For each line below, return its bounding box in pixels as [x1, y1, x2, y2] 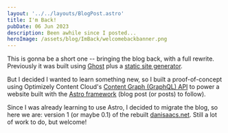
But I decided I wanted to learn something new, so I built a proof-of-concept [7, 75, 223, 83]
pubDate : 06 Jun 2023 [7, 23, 69, 30]
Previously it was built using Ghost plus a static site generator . [7, 62, 183, 70]
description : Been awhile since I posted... [7, 29, 137, 37]
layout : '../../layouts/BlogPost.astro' [7, 10, 125, 17]
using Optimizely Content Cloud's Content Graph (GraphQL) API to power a [7, 83, 220, 91]
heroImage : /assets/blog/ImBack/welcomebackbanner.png [7, 36, 168, 43]
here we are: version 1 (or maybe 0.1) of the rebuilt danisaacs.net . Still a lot [7, 111, 218, 119]
